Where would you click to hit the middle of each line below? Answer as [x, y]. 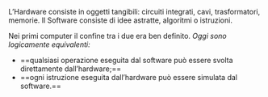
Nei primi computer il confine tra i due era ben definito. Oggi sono [118, 36]
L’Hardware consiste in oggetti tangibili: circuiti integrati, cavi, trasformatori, [134, 12]
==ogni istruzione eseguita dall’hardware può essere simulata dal [129, 77]
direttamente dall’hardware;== [71, 69]
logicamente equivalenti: [49, 44]
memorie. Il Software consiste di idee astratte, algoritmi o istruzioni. [120, 20]
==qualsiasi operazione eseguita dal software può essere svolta [126, 60]
